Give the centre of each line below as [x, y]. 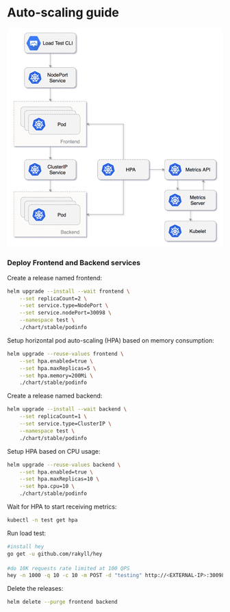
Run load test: [27, 533]
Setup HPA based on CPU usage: [54, 451]
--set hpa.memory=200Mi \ [56, 376]
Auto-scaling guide [63, 13]
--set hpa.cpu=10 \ [47, 487]
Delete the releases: [35, 589]
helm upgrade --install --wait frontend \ [68, 291]
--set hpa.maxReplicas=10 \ [59, 479]
